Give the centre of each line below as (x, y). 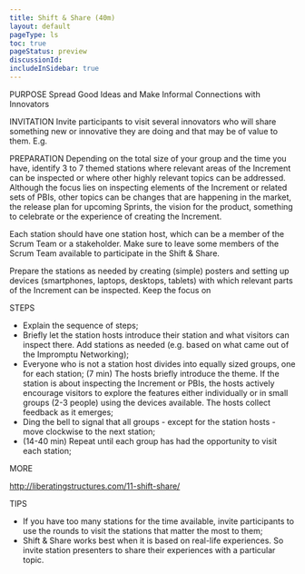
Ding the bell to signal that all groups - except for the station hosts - (149, 421)
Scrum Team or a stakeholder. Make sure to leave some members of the (144, 243)
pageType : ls (34, 35)
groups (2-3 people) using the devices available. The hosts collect (146, 402)
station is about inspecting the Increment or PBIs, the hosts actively (148, 383)
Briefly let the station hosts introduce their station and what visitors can (156, 335)
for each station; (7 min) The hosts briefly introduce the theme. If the (151, 373)
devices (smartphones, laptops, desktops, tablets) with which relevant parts (151, 280)
